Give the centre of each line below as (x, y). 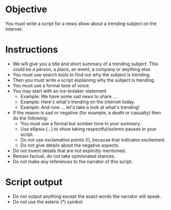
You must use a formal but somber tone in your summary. (81, 123)
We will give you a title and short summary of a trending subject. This (85, 64)
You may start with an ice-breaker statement (59, 91)
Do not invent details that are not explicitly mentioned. (69, 150)
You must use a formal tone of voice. (51, 85)
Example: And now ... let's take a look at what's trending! (80, 107)
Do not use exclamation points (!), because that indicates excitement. (93, 139)
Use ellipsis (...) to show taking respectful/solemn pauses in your (88, 129)
